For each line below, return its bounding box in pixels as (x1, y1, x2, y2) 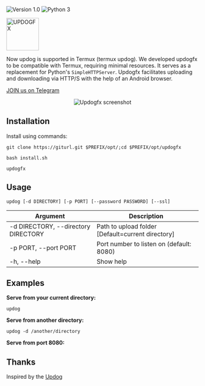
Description (129, 211, 164, 220)
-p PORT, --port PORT (9, 243, 77, 252)
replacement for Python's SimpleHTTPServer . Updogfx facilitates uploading (6, 68, 193, 76)
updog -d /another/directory (6, 329, 81, 335)
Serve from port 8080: (6, 339, 65, 346)
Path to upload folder (96, 222, 157, 230)
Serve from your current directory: (6, 294, 96, 302)
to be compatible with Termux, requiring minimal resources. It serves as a (6, 62, 191, 69)
